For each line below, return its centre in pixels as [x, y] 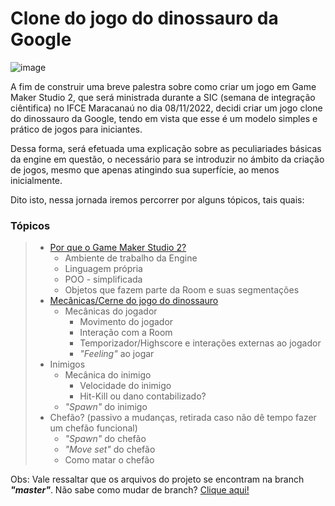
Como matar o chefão [109, 460]
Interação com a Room [126, 333]
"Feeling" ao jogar [117, 354]
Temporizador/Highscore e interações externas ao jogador [200, 343]
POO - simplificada [103, 279]
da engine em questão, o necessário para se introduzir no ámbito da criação [167, 159]
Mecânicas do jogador [111, 311]
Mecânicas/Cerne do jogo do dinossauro [134, 301]
